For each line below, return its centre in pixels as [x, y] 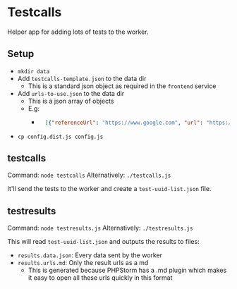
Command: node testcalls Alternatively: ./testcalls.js [89, 175]
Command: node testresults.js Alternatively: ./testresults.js [100, 228]
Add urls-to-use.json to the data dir [71, 93]
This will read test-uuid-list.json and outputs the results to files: [103, 242]
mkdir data [34, 71]
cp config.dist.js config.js [60, 137]
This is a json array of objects [71, 101]
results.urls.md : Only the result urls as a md [83, 263]
